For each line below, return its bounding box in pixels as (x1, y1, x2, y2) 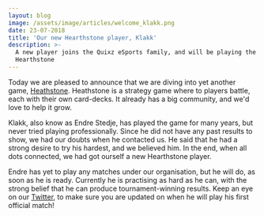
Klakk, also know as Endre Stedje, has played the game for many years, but (8, 118, 254, 127)
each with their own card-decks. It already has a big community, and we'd (8, 94, 250, 104)
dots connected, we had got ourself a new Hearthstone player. (8, 151, 212, 161)
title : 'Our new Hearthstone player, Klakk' (8, 33, 157, 42)
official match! (8, 200, 55, 210)
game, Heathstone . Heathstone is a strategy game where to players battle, (8, 85, 251, 95)
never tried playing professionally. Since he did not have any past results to (8, 126, 253, 135)
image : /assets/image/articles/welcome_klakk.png (8, 19, 175, 27)
